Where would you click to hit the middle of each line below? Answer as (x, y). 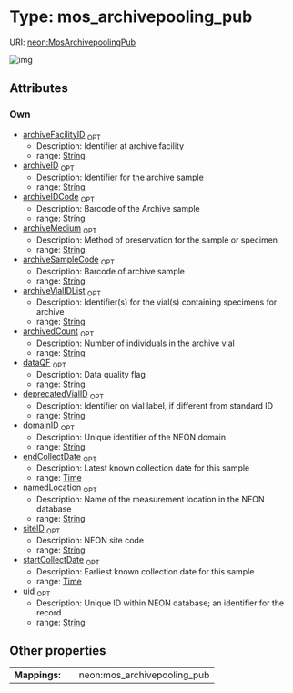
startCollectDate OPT (61, 560)
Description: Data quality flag (91, 374)
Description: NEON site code (90, 540)
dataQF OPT (44, 364)
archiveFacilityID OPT (62, 135)
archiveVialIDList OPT (62, 291)
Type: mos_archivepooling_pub (131, 17)
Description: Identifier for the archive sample (120, 177)
